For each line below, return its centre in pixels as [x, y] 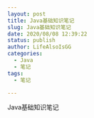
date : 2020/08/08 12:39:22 [47, 34]
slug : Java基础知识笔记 [39, 27]
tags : [15, 73]
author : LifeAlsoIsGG [40, 47]
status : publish [31, 41]
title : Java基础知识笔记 [41, 21]
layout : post [27, 14]
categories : [25, 54]
